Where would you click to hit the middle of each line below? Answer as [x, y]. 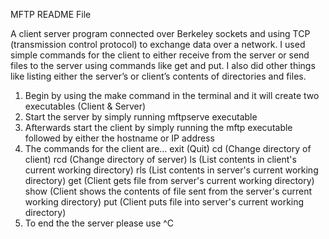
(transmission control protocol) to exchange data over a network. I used [158, 44]
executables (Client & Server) [85, 106]
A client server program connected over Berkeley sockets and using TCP [160, 33]
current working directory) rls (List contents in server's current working [171, 170]
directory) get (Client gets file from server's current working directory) [169, 180]
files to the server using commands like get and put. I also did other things [163, 65]
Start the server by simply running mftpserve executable [141, 117]
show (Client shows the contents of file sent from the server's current [168, 191]
